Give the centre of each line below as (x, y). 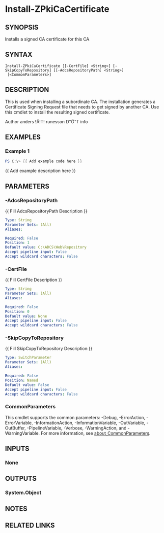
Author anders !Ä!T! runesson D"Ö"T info (47, 121)
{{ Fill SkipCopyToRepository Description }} (49, 349)
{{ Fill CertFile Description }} (34, 280)
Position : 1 (17, 243)
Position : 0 (17, 312)
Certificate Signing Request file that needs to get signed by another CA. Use (82, 107)
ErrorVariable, (19, 423)
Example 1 (17, 151)
